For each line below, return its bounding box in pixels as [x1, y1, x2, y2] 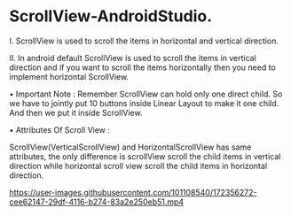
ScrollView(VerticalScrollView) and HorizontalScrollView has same [9, 142, 252, 152]
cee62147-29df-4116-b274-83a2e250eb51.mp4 [9, 197, 185, 207]
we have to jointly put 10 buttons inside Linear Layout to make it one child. [9, 97, 279, 108]
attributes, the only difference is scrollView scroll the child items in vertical [9, 150, 281, 161]
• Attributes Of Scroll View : [9, 124, 111, 135]
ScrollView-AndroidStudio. [9, 6, 213, 27]
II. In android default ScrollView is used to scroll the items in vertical [9, 52, 257, 63]
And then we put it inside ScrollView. [9, 107, 143, 118]
